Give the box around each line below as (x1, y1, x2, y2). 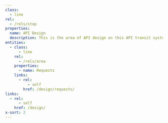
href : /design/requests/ (23, 86, 75, 92)
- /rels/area (18, 59, 46, 64)
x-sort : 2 (5, 110, 26, 115)
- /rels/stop (9, 21, 37, 27)
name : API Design (9, 31, 46, 36)
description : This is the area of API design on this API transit (9, 36, 151, 41)
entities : (5, 40, 26, 45)
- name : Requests (18, 68, 55, 73)
